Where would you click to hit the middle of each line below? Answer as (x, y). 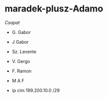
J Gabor (20, 42)
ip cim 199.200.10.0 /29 (36, 90)
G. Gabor (21, 32)
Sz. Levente (24, 51)
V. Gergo (21, 61)
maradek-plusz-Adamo (54, 9)
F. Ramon (22, 71)
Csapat (12, 22)
